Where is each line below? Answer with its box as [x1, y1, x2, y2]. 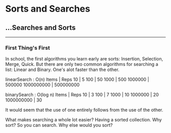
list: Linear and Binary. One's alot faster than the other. [5, 66, 120, 73]
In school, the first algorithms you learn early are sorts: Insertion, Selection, [5, 56, 163, 62]
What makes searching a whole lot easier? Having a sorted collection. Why [5, 117, 162, 123]
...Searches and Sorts [5, 23, 76, 32]
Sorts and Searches [5, 3, 91, 15]
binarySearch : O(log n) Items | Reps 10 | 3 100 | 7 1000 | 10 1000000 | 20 [5, 92, 159, 98]
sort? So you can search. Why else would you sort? [5, 122, 113, 128]
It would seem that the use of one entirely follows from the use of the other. [5, 107, 164, 113]
